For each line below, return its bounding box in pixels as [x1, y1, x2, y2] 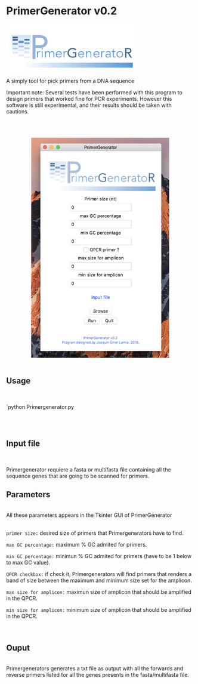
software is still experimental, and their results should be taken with [6, 101, 172, 109]
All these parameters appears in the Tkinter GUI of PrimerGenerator [6, 512, 172, 519]
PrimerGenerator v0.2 [6, 4, 117, 18]
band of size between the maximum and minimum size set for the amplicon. [6, 577, 193, 584]
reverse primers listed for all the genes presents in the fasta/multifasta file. [6, 671, 190, 679]
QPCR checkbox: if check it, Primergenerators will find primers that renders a [6, 571, 192, 578]
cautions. [6, 107, 29, 115]
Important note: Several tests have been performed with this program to [6, 88, 183, 96]
